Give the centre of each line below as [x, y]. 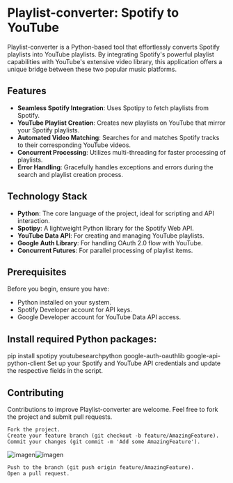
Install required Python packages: [82, 339]
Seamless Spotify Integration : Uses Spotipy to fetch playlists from [113, 108]
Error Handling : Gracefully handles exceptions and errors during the [115, 167]
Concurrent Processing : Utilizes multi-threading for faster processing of [121, 152]
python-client [27, 363]
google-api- [203, 356]
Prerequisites [37, 272]
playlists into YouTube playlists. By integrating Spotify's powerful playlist [111, 54]
